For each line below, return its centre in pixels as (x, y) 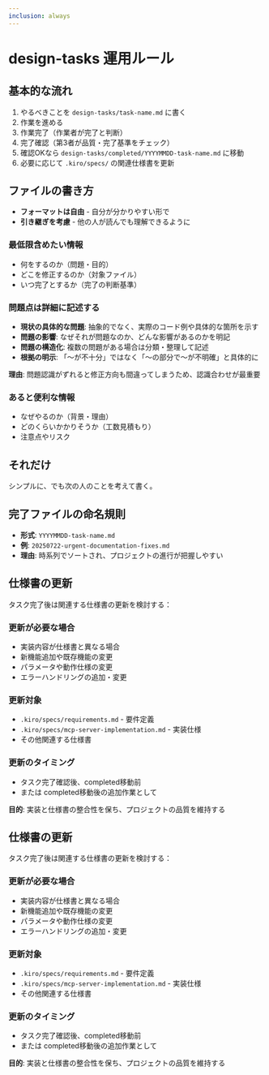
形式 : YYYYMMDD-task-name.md (68, 535)
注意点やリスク (45, 437)
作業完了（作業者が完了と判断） (73, 132)
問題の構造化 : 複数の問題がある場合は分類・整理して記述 (114, 347)
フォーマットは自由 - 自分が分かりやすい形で (95, 212)
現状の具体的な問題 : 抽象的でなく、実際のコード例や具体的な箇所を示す (139, 327)
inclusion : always (39, 16)
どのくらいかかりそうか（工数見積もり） (88, 427)
